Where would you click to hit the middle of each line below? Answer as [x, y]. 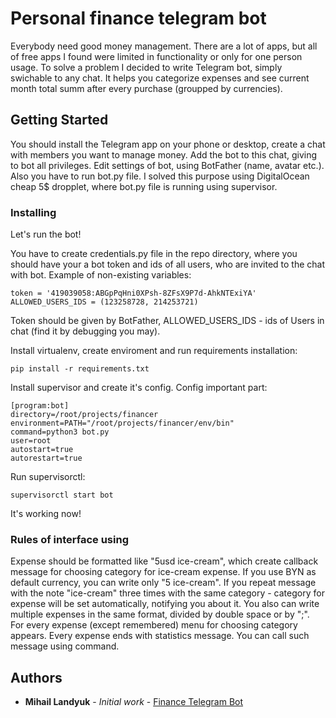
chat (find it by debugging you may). [85, 331]
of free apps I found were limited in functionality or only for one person [156, 56]
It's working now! [46, 514]
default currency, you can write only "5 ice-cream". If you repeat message [163, 583]
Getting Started [59, 120]
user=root [31, 441]
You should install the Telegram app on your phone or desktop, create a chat [168, 144]
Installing [33, 212]
